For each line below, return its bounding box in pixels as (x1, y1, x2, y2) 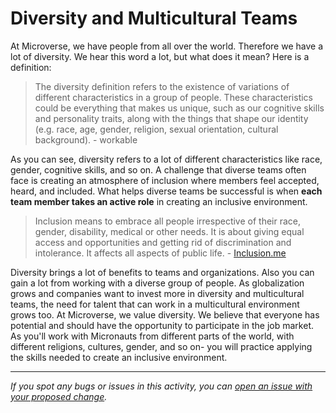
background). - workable (34, 133, 138, 146)
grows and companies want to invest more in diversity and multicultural (10, 287, 305, 299)
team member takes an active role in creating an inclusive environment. (10, 195, 308, 207)
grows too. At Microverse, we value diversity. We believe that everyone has (10, 308, 320, 321)
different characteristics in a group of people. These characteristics (34, 91, 314, 103)
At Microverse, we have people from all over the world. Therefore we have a (10, 40, 324, 52)
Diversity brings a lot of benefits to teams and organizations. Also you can (10, 266, 315, 278)
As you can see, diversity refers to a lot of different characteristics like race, (10, 153, 323, 165)
